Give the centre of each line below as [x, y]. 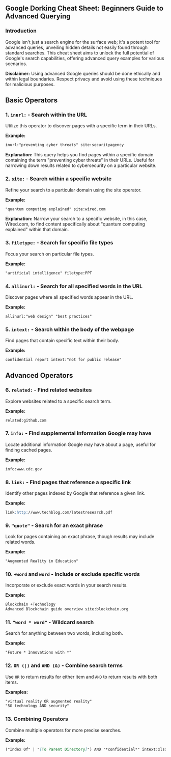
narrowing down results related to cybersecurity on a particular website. [81, 165]
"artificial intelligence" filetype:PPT [49, 273]
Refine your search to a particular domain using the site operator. [73, 190]
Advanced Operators [39, 375]
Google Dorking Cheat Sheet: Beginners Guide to [84, 8]
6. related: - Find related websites [49, 390]
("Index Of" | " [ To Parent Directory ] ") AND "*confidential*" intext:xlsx [86, 749]
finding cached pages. [29, 450]
